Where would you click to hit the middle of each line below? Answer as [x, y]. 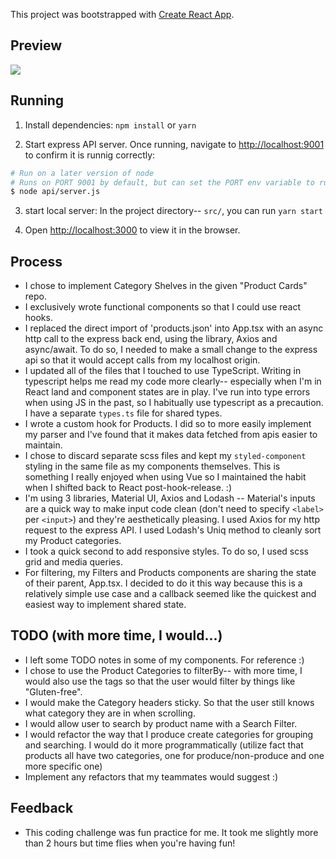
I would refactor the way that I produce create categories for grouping [169, 734]
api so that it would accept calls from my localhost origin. [142, 360]
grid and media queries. [73, 562]
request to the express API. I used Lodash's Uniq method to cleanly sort [173, 530]
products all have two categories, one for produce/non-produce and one [174, 755]
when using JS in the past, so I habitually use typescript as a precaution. [174, 403]
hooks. [38, 318]
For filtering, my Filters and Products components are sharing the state [170, 573]
